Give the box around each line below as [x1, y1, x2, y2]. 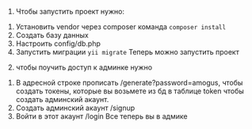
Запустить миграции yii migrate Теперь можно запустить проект [15, 47, 239, 56]
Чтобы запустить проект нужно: [15, 7, 125, 16]
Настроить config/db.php [15, 39, 101, 48]
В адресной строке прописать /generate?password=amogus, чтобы [15, 78, 243, 87]
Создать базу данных [15, 31, 89, 40]
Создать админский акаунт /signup [15, 103, 136, 112]
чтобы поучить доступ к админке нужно [15, 63, 153, 72]
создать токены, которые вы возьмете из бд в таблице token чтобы [15, 86, 244, 96]
